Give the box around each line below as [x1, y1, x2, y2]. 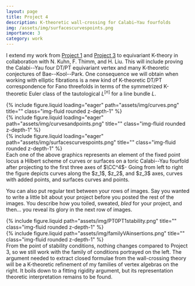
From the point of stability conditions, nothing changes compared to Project [6, 242, 188, 249]
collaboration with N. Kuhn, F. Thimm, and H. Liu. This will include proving [6, 58, 183, 65]
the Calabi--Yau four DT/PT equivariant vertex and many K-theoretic [6, 64, 169, 71]
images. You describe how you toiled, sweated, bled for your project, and [6, 199, 182, 206]
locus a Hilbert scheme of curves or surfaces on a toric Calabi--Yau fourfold [6, 157, 189, 164]
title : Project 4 [6, 14, 48, 20]
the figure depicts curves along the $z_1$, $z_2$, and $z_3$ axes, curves [6, 170, 183, 177]
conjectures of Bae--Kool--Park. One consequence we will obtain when [6, 71, 179, 77]
